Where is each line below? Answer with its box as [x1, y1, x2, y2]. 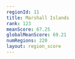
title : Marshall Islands [6, 15, 70, 21]
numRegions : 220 [6, 37, 48, 44]
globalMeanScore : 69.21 [6, 32, 67, 38]
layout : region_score [6, 44, 62, 50]
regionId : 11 [6, 9, 40, 15]
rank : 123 [6, 20, 32, 26]
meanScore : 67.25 [6, 26, 51, 33]
